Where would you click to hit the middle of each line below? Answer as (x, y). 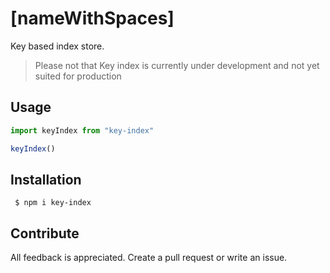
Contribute (45, 233)
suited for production (78, 76)
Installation (46, 179)
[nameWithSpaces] (92, 18)
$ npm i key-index (53, 203)
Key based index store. (57, 46)
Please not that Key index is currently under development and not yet (177, 65)
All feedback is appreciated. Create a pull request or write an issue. (149, 258)
